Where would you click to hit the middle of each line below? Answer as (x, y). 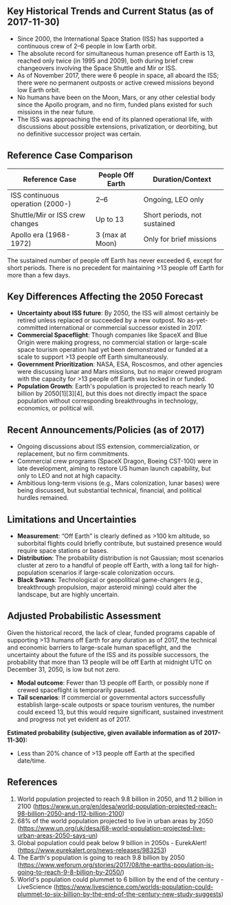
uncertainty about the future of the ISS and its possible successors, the (108, 654)
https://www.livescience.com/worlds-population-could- (134, 886)
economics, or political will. (56, 408)
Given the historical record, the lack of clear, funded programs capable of (111, 632)
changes (25, 223)
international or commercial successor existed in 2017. (126, 328)
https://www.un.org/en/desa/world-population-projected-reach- (126, 806)
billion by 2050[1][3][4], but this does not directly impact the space (112, 394)
